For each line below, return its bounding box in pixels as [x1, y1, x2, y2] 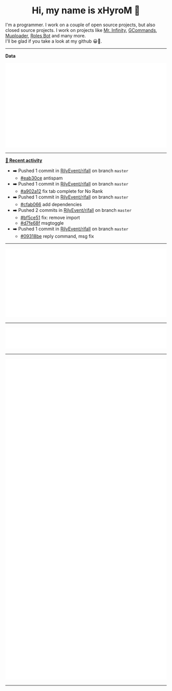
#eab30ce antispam [20, 175, 63, 181]
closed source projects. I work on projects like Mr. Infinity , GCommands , [5, 27, 158, 33]
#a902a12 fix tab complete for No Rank [20, 188, 103, 194]
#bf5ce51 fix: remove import [20, 214, 80, 221]
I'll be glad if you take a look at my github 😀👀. [5, 38, 102, 44]
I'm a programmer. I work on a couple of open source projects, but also [5, 22, 156, 28]
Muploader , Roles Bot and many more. [5, 32, 86, 39]
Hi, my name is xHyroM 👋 [32, 5, 140, 16]
